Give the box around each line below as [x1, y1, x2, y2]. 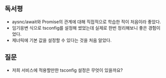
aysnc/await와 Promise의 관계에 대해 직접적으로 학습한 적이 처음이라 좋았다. [11, 19, 162, 25]
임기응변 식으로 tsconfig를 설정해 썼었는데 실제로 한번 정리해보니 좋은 [11, 25, 148, 31]
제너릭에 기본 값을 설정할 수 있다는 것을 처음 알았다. [11, 37, 112, 43]
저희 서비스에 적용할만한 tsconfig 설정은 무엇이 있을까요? [11, 67, 123, 73]
